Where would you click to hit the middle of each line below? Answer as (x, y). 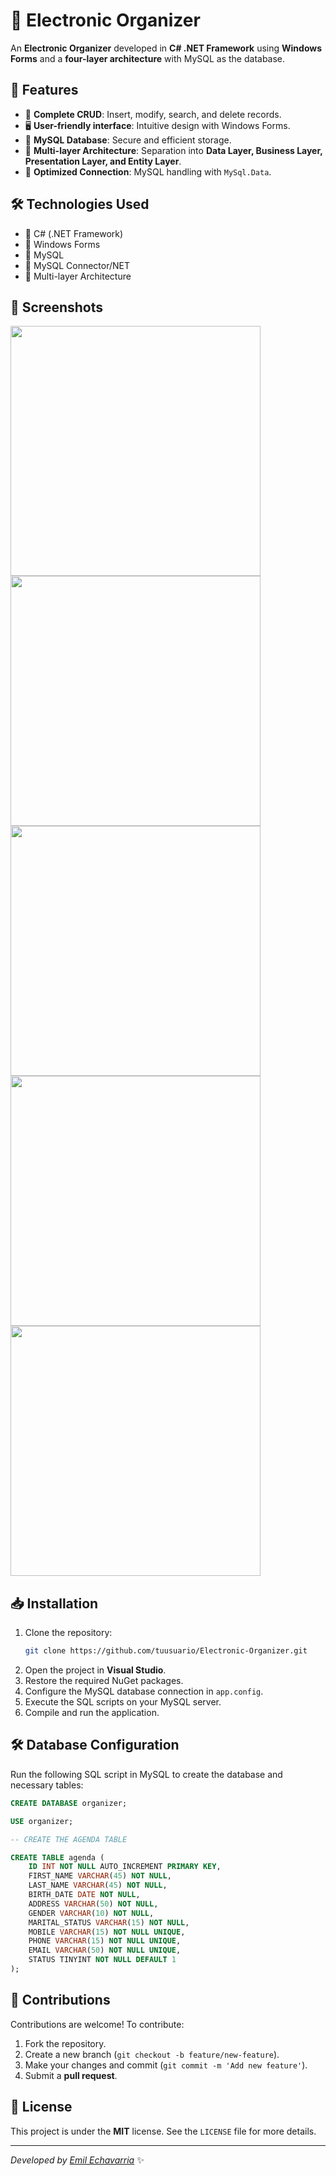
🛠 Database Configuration (95, 1745)
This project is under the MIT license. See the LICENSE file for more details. (163, 2131)
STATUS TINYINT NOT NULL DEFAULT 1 (102, 1960)
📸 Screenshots (57, 307)
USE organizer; (42, 1821)
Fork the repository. (65, 2043)
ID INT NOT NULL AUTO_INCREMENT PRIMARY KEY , (125, 1867)
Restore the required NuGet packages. (104, 1681)
